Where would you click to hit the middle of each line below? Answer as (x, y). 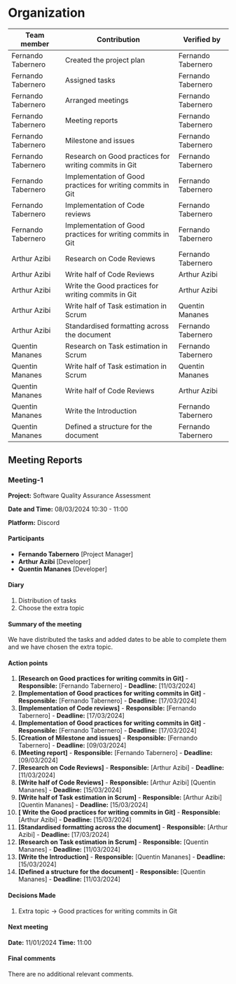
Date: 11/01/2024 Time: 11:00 (50, 942)
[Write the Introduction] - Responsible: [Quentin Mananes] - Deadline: (122, 857)
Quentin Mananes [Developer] (63, 569)
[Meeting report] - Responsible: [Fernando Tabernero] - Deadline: (115, 753)
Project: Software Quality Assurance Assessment (79, 495)
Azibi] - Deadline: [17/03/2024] (63, 835)
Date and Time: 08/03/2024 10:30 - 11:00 (68, 509)
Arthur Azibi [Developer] (54, 561)
